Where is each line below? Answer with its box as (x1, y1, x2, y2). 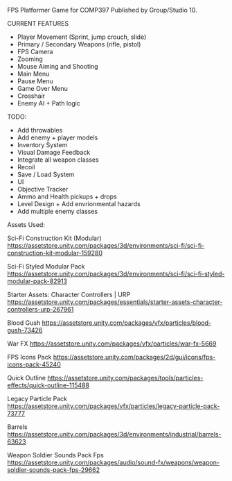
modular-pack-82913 (7, 277, 68, 285)
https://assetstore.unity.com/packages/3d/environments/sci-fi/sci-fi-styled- (7, 270, 225, 278)
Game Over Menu (17, 85, 68, 92)
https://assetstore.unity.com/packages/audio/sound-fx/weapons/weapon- (7, 458, 220, 466)
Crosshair (17, 92, 46, 100)
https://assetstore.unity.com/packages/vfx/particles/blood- (42, 319, 212, 327)
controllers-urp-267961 (7, 305, 74, 313)
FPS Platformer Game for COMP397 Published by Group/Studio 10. (7, 6, 197, 14)
